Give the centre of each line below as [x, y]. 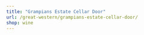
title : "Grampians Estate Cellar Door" [56, 12]
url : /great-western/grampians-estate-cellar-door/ [72, 17]
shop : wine [20, 23]
